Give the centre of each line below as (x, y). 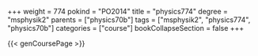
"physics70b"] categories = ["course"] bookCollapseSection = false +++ (126, 28)
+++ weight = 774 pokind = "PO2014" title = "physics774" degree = (118, 11)
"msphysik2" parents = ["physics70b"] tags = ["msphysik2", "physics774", (129, 20)
